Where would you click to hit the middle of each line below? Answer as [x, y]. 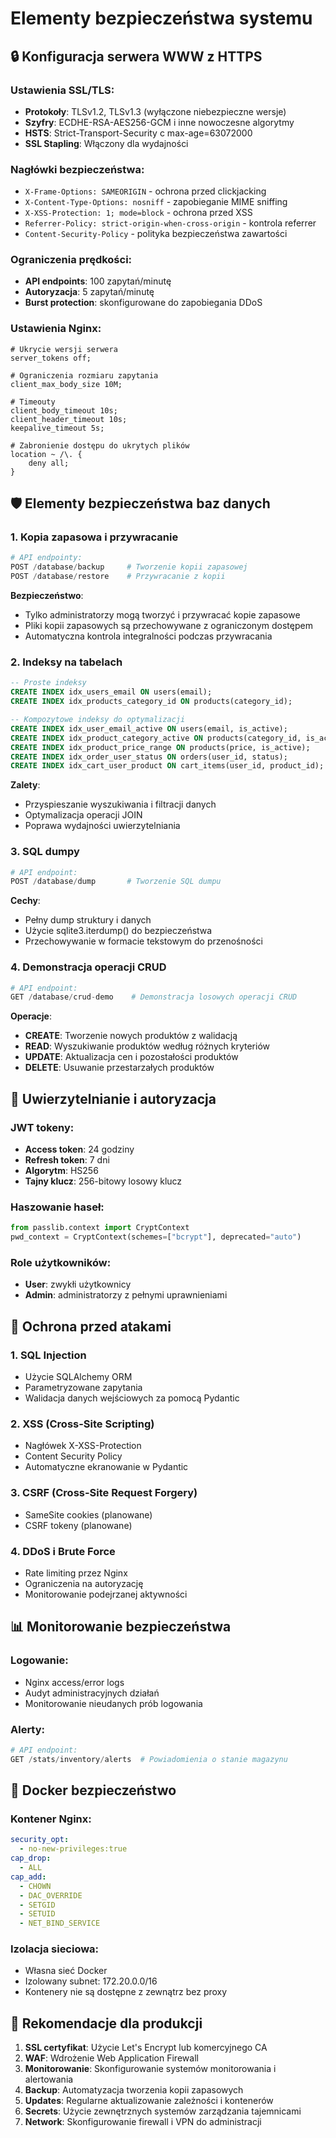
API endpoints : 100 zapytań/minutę [98, 281]
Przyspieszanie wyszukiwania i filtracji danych [120, 804]
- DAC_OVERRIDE [51, 1895]
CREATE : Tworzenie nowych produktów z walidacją [131, 1036]
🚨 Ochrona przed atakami [91, 1326]
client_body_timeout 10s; [64, 410]
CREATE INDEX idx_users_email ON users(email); [111, 692]
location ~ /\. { [46, 454]
